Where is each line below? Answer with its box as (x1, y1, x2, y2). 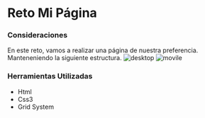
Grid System (17, 102, 55, 111)
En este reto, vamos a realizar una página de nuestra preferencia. (7, 46, 199, 54)
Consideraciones (7, 30, 68, 40)
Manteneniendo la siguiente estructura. (7, 54, 122, 62)
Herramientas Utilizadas (7, 71, 93, 81)
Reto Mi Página (7, 5, 97, 21)
